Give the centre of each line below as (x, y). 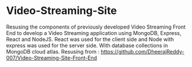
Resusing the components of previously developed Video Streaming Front (96, 27)
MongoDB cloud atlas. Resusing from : (53, 51)
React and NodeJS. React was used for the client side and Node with (90, 39)
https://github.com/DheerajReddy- (143, 51)
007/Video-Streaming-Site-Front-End (52, 58)
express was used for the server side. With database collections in (87, 45)
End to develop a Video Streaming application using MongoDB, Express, (94, 33)
